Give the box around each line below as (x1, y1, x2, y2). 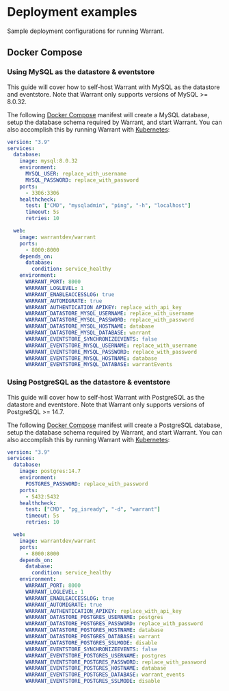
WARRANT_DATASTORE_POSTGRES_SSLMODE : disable (25, 639, 157, 646)
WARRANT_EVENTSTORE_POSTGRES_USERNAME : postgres (25, 652, 167, 659)
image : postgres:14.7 (19, 468, 81, 475)
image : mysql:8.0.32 (19, 158, 78, 165)
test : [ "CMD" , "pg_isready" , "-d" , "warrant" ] (25, 506, 161, 513)
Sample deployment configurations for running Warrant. (7, 27, 165, 35)
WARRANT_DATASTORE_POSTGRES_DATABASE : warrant (25, 633, 161, 640)
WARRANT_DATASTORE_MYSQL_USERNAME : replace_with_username (25, 310, 194, 317)
